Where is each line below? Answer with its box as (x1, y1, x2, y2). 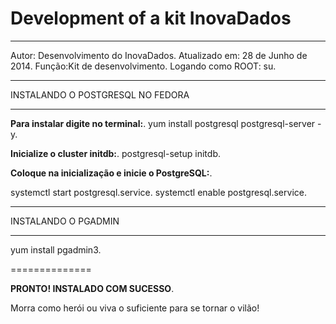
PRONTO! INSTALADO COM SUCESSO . (10, 282, 175, 294)
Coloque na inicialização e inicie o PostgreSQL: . (10, 167, 213, 179)
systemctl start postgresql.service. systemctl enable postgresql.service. (10, 186, 307, 198)
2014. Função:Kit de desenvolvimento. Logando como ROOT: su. (10, 60, 277, 72)
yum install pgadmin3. (10, 243, 102, 256)
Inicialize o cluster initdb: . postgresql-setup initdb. (10, 147, 221, 159)
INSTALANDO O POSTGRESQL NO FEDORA (10, 88, 190, 101)
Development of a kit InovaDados (10, 7, 292, 30)
